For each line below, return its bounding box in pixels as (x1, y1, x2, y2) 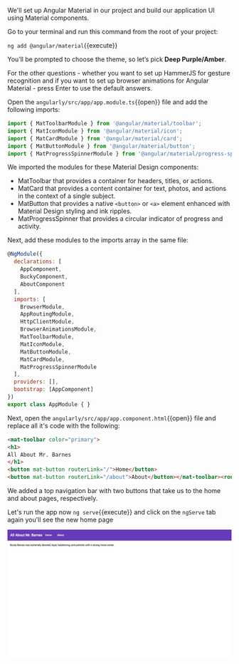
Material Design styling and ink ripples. (17, 207, 132, 216)
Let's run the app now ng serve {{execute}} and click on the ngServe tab (7, 508, 216, 516)
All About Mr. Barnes (7, 451, 72, 458)
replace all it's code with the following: (7, 421, 120, 430)
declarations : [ (14, 258, 62, 266)
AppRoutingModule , (20, 311, 75, 318)
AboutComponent (20, 281, 65, 288)
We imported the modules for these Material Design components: (7, 163, 199, 172)
